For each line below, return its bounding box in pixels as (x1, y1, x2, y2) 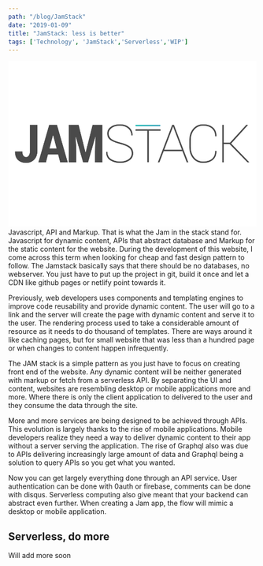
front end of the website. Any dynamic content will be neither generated (8, 367, 242, 377)
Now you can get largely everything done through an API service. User (8, 474, 238, 483)
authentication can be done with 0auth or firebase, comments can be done (8, 482, 251, 491)
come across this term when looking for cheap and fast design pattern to (8, 253, 246, 262)
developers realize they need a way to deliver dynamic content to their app (8, 433, 251, 442)
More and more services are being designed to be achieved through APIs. (8, 416, 248, 425)
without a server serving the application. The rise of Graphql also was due (8, 441, 249, 451)
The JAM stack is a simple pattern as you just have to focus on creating (8, 359, 240, 369)
